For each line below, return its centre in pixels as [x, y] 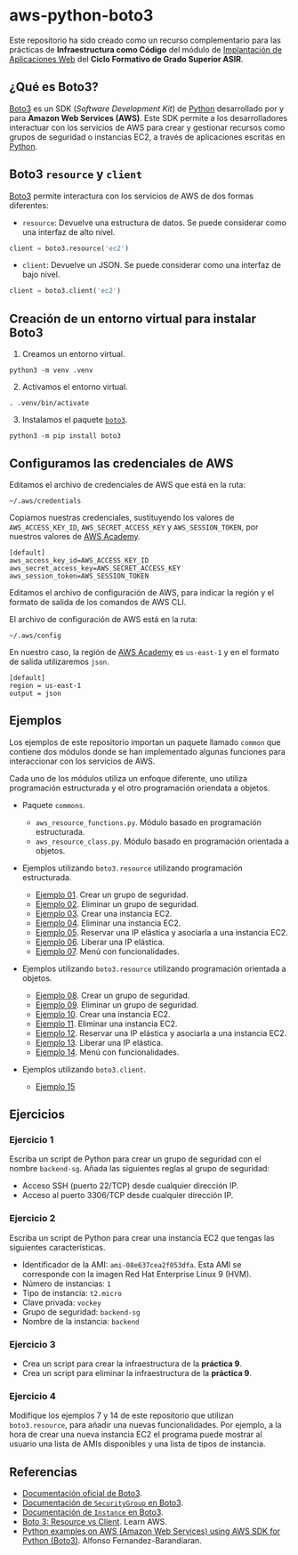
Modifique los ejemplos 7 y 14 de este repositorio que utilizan [121, 1415]
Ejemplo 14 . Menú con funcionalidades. [107, 1052]
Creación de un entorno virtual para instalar [133, 318]
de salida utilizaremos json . [59, 661]
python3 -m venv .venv [51, 370]
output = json [36, 693]
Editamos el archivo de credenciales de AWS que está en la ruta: [128, 484]
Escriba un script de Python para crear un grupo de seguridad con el [135, 1159]
